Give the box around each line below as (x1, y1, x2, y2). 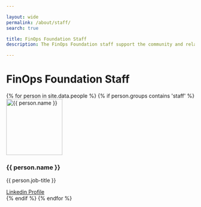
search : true (6, 25, 39, 31)
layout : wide (6, 14, 39, 20)
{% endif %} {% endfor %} (6, 195, 72, 202)
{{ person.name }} (6, 163, 61, 171)
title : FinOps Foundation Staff (6, 36, 87, 42)
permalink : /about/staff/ (6, 19, 71, 26)
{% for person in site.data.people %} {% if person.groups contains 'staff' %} (6, 92, 195, 99)
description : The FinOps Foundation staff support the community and (6, 41, 184, 48)
